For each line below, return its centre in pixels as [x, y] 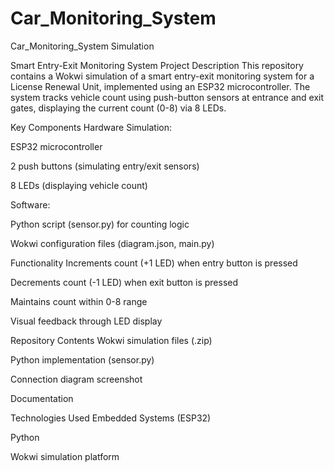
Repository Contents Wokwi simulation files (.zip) [111, 340]
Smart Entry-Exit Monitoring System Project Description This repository [157, 65]
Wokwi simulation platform [65, 456]
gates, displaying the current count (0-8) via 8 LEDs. [118, 108]
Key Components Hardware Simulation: [91, 127]
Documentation [42, 398]
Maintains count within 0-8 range [79, 301]
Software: [30, 204]
